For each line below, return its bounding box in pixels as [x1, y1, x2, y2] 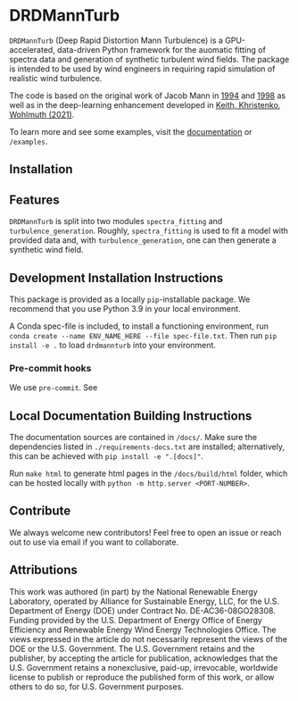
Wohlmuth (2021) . [9, 109, 75, 120]
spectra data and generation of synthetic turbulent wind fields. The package [9, 54, 290, 64]
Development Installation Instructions [9, 270, 224, 286]
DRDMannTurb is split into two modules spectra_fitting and [9, 216, 223, 227]
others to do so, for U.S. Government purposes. [9, 680, 185, 692]
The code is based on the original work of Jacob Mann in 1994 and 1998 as [9, 90, 286, 101]
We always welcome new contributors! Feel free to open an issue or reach [9, 527, 282, 538]
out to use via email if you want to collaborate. [9, 537, 179, 547]
